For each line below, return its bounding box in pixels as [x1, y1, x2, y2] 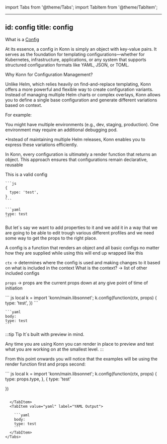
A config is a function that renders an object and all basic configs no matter [5, 244, 160, 250]
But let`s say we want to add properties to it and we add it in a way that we [5, 224, 158, 230]
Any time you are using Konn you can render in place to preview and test [5, 341, 154, 347]
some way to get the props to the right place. [5, 235, 97, 241]
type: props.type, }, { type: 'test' [5, 376, 71, 382]
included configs [5, 270, 40, 276]
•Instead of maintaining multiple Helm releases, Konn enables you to [5, 136, 146, 142]
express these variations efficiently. [5, 142, 78, 148]
